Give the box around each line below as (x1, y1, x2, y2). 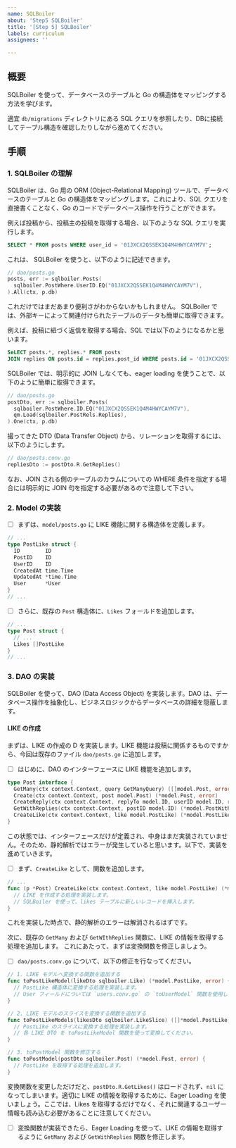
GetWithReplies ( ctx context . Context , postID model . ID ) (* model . (13, 805, 206, 812)
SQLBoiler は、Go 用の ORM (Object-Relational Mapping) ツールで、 (7, 186, 204, 194)
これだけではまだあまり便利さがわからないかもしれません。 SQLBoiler (7, 302, 210, 311)
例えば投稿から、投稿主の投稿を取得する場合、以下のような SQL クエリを (7, 218, 220, 227)
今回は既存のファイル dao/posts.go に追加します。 (19, 749, 165, 758)
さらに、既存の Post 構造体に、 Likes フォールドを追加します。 (17, 606, 198, 615)
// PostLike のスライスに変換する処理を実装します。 (13, 1023, 150, 1030)
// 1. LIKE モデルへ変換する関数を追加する (7, 971, 121, 978)
